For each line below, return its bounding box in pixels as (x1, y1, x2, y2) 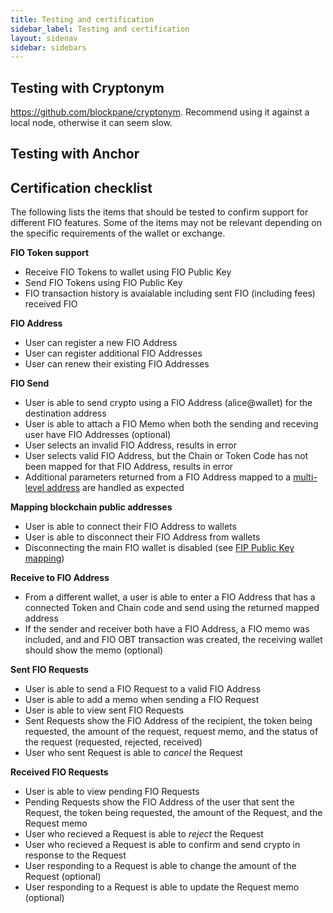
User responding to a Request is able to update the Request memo (24, 881, 300, 893)
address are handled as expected (46, 482, 185, 494)
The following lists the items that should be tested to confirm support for (10, 206, 309, 218)
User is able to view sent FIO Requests (24, 704, 185, 716)
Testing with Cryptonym (10, 79, 165, 96)
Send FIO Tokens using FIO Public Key (24, 277, 183, 289)
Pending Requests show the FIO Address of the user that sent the (24, 796, 295, 808)
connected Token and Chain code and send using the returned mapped (24, 602, 320, 614)
